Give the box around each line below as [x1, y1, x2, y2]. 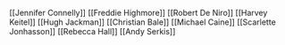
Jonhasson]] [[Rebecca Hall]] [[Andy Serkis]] [9, 26, 176, 36]
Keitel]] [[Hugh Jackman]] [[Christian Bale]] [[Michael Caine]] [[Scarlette [9, 17, 277, 27]
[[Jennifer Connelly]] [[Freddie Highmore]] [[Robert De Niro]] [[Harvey [9, 8, 268, 18]
